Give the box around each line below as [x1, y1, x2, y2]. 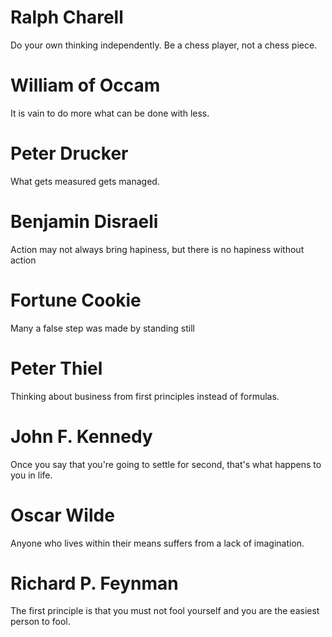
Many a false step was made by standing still [10, 322, 196, 334]
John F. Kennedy [10, 425, 153, 448]
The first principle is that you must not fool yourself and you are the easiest [10, 605, 320, 617]
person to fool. [10, 616, 71, 628]
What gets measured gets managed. [10, 175, 160, 187]
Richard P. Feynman [10, 572, 179, 595]
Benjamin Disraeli [10, 211, 159, 233]
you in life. [10, 469, 53, 481]
